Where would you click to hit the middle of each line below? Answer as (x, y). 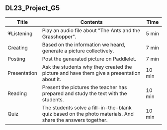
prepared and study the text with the (84, 93)
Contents (91, 22)
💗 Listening (20, 33)
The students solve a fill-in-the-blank (87, 107)
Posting (17, 59)
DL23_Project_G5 (33, 8)
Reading (17, 93)
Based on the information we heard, (84, 44)
